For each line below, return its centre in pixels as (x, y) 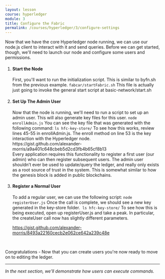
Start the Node (27, 69)
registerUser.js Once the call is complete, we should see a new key (82, 202)
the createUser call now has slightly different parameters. (70, 218)
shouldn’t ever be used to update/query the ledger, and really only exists (86, 165)
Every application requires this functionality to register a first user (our (83, 154)
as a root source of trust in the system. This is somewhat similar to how (84, 169)
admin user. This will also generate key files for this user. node (75, 117)
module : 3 (15, 19)
